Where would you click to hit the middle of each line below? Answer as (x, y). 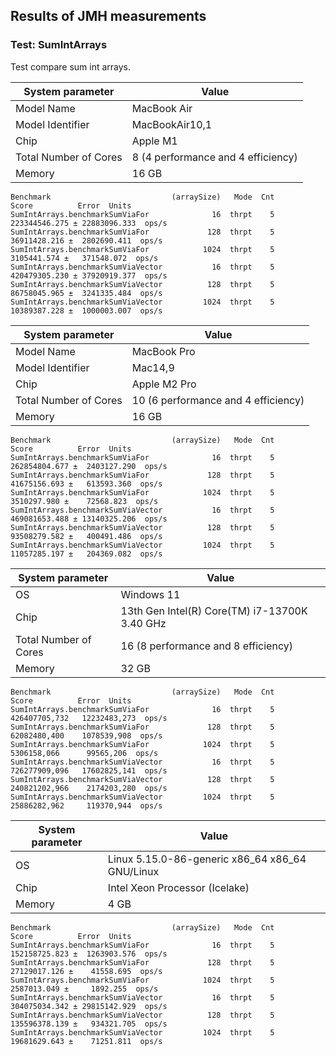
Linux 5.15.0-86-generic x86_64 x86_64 (207, 859)
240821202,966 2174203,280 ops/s (89, 788)
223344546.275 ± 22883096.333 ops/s (89, 223)
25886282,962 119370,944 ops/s (86, 805)
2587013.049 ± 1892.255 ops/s (84, 989)
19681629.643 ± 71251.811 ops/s (86, 1041)
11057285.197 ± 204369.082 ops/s (86, 554)
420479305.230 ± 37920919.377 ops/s (89, 275)
